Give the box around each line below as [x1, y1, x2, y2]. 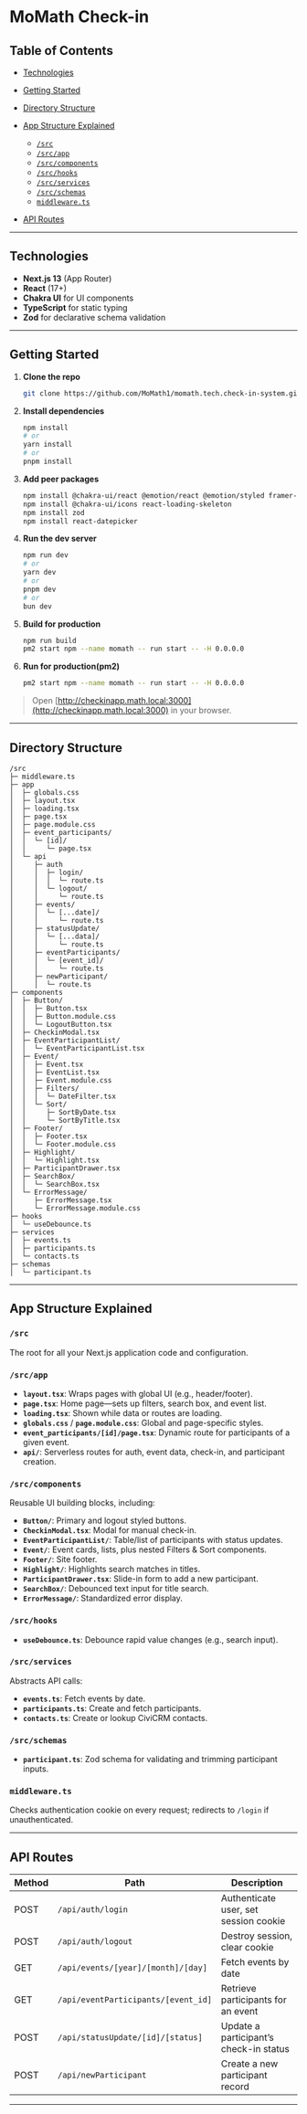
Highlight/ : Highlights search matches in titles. [22, 1564, 201, 1575]
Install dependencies [22, 405, 105, 417]
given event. [22, 1436, 70, 1447]
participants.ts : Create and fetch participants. [22, 1702, 202, 1714]
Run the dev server [22, 533, 98, 544]
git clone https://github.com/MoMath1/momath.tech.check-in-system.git [22, 388, 302, 398]
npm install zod [22, 508, 85, 517]
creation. [22, 1455, 57, 1467]
